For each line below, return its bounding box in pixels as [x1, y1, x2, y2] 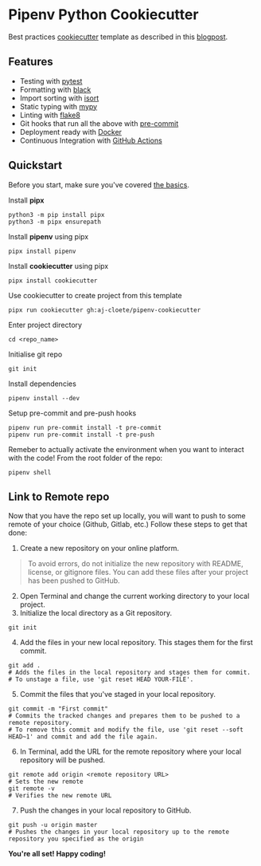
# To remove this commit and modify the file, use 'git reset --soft [8, 726, 244, 734]
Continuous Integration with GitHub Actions [19, 136, 163, 145]
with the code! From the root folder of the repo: [8, 453, 163, 463]
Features [8, 55, 53, 69]
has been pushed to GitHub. [27, 576, 121, 585]
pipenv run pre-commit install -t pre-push [8, 431, 155, 439]
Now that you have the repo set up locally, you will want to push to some [8, 511, 247, 521]
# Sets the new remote [8, 777, 84, 786]
